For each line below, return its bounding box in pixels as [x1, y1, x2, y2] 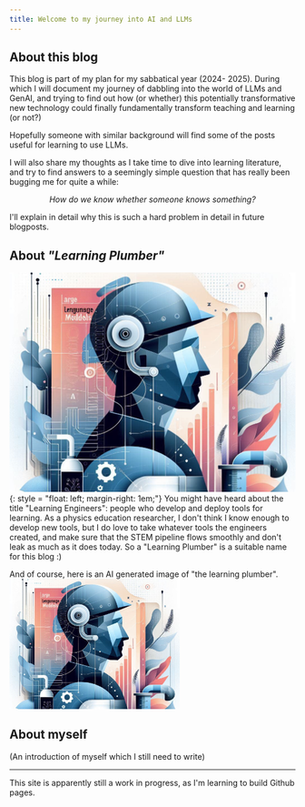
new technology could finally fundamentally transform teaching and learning [9, 103, 295, 114]
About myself [9, 727, 88, 742]
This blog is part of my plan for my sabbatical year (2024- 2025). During [9, 74, 280, 85]
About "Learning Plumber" [9, 247, 165, 263]
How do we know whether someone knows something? [49, 194, 256, 205]
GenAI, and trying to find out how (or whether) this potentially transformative [9, 93, 296, 104]
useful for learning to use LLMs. [9, 139, 129, 150]
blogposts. [9, 221, 50, 232]
